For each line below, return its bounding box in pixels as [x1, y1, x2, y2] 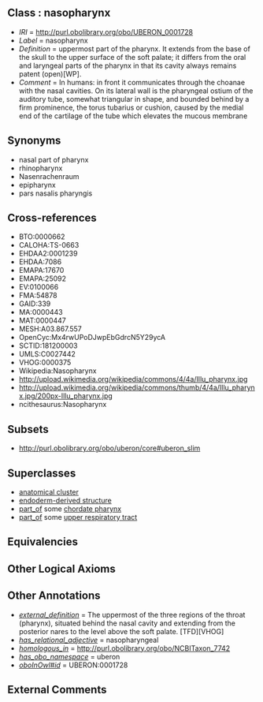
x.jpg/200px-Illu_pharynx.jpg [18, 391, 113, 401]
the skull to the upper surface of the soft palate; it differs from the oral [18, 52, 246, 62]
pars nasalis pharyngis [18, 189, 93, 198]
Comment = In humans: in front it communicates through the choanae [18, 77, 246, 87]
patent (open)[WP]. [18, 69, 82, 78]
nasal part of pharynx [18, 155, 89, 164]
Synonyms [7, 134, 61, 147]
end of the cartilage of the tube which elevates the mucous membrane [18, 110, 248, 121]
